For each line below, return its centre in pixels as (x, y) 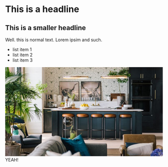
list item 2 (22, 55)
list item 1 (22, 49)
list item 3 (22, 60)
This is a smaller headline (45, 28)
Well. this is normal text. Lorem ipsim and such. (54, 40)
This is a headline (42, 9)
